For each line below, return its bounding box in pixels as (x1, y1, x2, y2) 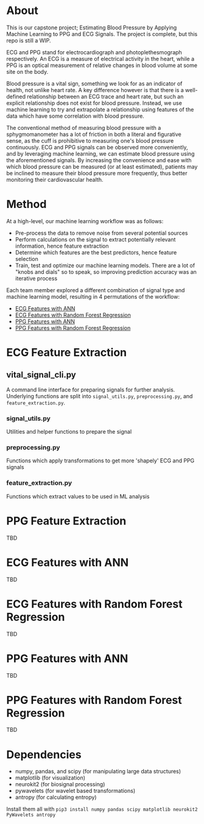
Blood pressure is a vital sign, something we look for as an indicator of (6, 80, 183, 87)
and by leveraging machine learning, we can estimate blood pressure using (6, 150, 195, 157)
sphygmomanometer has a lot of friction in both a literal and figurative (6, 131, 181, 138)
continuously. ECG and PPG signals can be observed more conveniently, (6, 143, 188, 151)
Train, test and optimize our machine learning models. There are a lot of (15, 262, 195, 269)
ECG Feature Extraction (6, 346, 127, 360)
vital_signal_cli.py (6, 370, 76, 380)
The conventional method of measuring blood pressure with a (6, 124, 161, 131)
